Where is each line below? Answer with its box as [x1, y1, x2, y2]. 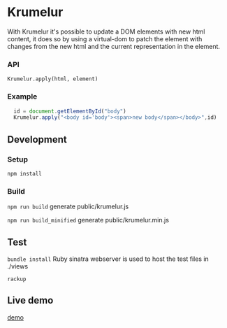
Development [7, 134, 68, 145]
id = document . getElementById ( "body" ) [13, 108, 127, 115]
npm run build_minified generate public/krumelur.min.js [7, 216, 170, 224]
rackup [7, 276, 27, 283]
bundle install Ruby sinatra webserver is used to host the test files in [7, 255, 210, 263]
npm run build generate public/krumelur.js [7, 202, 129, 211]
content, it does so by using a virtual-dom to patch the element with [7, 34, 203, 43]
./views [7, 262, 29, 271]
